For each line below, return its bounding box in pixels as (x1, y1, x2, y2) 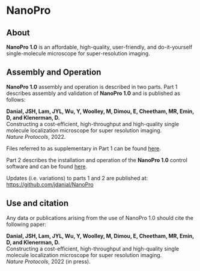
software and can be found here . (6, 163, 88, 170)
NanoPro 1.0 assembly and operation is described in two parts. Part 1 (6, 83, 178, 90)
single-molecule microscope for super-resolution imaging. (6, 50, 150, 57)
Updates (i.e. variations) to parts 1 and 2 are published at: (6, 174, 148, 181)
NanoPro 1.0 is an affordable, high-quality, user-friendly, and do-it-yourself (6, 43, 193, 50)
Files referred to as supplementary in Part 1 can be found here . (6, 145, 161, 152)
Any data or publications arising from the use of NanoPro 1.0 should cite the (6, 214, 194, 221)
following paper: (6, 221, 47, 228)
